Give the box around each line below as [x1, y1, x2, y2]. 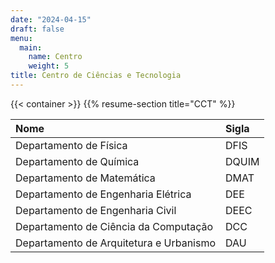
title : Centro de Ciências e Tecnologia [10, 71, 182, 81]
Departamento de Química [15, 154, 140, 168]
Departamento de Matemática [15, 171, 156, 185]
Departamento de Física [15, 138, 128, 152]
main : [19, 42, 43, 53]
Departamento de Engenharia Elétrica [15, 187, 192, 201]
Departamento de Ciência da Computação [15, 219, 214, 233]
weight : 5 [28, 61, 70, 71]
